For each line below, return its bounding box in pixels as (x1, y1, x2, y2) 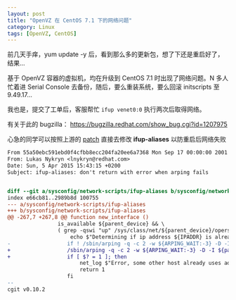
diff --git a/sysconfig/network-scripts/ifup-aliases (7, 187, 169, 194)
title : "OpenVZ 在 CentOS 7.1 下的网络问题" (7, 17, 132, 24)
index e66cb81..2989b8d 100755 (7, 194, 99, 201)
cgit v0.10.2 (7, 286, 46, 293)
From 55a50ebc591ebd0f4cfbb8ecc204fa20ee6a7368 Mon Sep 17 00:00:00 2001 (7, 149, 228, 156)
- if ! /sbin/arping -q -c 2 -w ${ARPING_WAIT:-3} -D (7, 240, 221, 247)
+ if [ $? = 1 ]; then (7, 253, 128, 261)
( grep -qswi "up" (57, 227, 112, 234)
